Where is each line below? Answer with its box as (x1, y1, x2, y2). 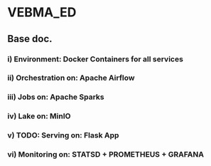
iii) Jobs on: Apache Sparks (7, 92, 104, 102)
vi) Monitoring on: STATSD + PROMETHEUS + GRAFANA (7, 150, 205, 160)
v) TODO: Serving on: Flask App (7, 130, 119, 140)
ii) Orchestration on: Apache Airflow (7, 73, 135, 83)
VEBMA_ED (7, 4, 77, 21)
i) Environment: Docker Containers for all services (7, 54, 183, 64)
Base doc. (7, 33, 53, 45)
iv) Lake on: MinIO (7, 111, 71, 121)
